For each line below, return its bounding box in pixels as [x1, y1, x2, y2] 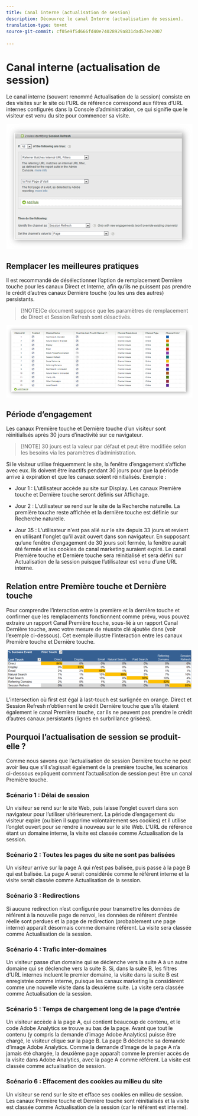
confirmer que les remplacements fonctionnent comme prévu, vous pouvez [6, 613, 190, 620]
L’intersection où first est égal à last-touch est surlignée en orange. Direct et [6, 696, 192, 703]
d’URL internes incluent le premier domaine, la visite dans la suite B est [6, 971, 179, 978]
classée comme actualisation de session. [6, 1063, 106, 1070]
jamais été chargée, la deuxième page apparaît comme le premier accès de [6, 1050, 190, 1057]
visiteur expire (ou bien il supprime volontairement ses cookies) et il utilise [6, 817, 186, 824]
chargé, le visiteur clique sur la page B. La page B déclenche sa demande [6, 1037, 185, 1044]
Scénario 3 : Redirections [6, 892, 80, 900]
